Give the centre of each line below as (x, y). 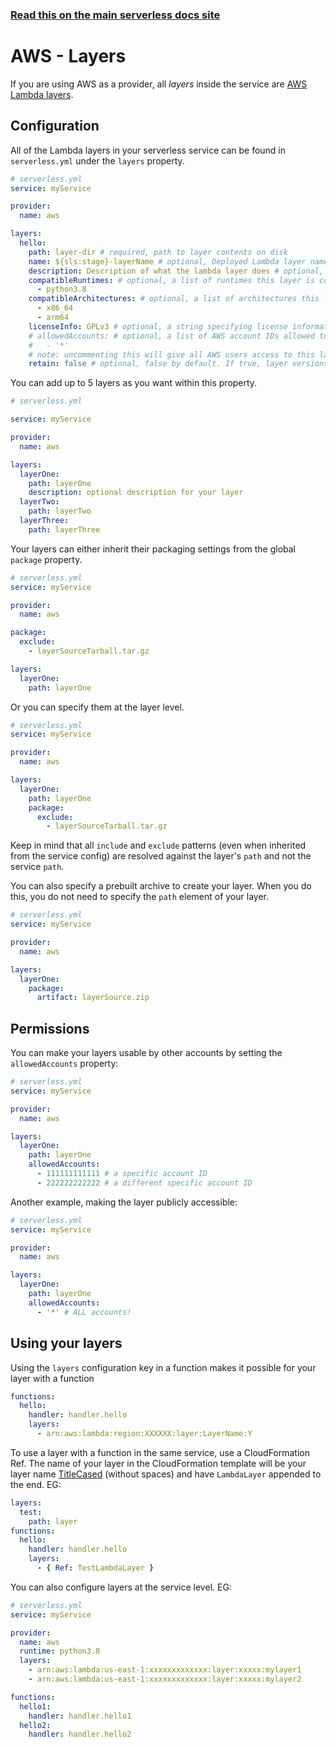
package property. (46, 559)
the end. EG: (36, 1484)
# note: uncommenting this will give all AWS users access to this (171, 354)
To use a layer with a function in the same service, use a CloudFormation (160, 1452)
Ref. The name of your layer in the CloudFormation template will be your (158, 1463)
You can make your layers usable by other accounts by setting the (146, 1053)
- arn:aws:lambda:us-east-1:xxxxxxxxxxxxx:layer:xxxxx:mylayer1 (165, 1670)
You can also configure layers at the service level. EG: (121, 1587)
